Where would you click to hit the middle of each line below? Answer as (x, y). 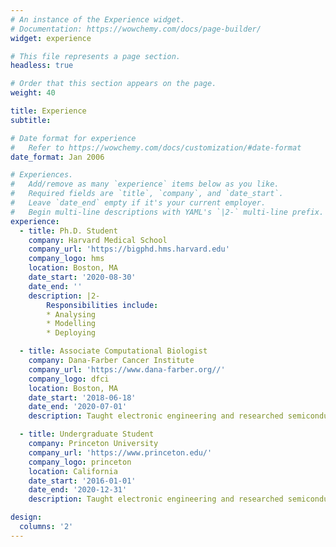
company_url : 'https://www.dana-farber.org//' (127, 369)
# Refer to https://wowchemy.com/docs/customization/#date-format (156, 147)
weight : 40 (33, 93)
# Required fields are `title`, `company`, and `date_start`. (147, 194)
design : (26, 517)
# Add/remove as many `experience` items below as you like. (145, 184)
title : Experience (48, 111)
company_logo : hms (66, 259)
